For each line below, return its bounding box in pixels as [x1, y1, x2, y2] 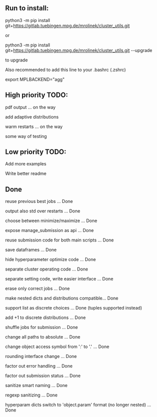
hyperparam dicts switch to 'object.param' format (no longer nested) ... [5, 402, 151, 408]
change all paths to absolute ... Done [5, 334, 81, 340]
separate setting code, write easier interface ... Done [5, 276, 114, 282]
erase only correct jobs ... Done [5, 285, 70, 291]
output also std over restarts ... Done [5, 208, 81, 214]
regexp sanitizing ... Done [5, 392, 58, 398]
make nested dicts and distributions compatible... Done [5, 295, 119, 301]
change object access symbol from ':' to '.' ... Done [5, 343, 110, 349]
